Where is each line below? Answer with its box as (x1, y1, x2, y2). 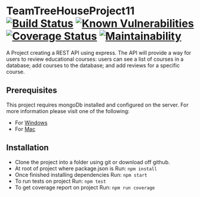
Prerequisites (6, 85, 57, 96)
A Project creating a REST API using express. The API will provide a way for (6, 49, 192, 56)
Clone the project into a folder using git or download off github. (14, 158, 170, 165)
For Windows (14, 119, 48, 126)
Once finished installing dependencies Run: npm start (14, 171, 147, 178)
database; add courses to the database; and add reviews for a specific (6, 61, 180, 69)
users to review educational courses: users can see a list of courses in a (6, 55, 184, 62)
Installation (6, 143, 49, 153)
